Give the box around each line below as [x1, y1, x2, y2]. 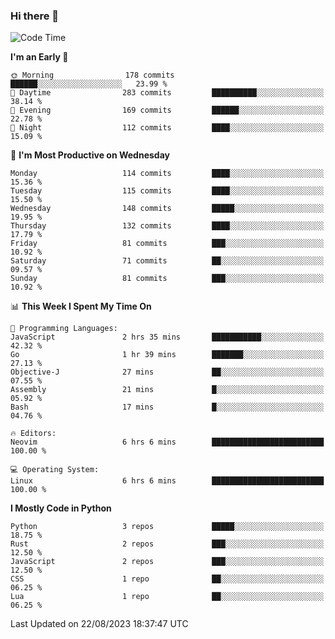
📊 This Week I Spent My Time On [10, 300, 152, 313]
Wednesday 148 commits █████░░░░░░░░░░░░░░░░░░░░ [10, 204, 325, 214]
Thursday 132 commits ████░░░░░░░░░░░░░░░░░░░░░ [10, 221, 325, 231]
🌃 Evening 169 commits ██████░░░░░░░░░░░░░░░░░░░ [10, 105, 325, 116]
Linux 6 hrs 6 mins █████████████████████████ [10, 476, 325, 486]
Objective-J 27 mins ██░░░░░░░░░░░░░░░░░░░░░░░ [10, 367, 325, 378]
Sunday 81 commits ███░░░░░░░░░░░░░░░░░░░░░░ [10, 274, 325, 284]
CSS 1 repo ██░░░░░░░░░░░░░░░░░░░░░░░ [10, 574, 325, 584]
